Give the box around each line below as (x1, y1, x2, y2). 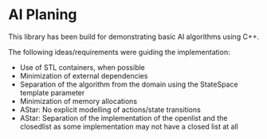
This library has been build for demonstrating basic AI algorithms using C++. (8, 32, 260, 41)
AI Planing (8, 6, 77, 24)
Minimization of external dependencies (19, 71, 148, 80)
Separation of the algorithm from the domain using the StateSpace (19, 79, 238, 89)
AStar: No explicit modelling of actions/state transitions (19, 105, 201, 114)
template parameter (19, 87, 85, 97)
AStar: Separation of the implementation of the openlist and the (19, 113, 228, 122)
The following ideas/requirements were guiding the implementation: (8, 47, 230, 56)
